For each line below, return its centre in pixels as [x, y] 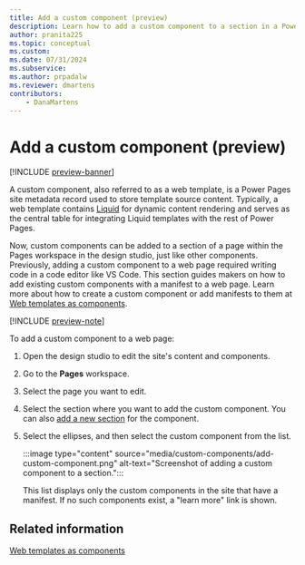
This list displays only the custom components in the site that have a [150, 491]
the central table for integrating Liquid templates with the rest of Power [142, 219]
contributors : [36, 93]
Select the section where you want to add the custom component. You [154, 409]
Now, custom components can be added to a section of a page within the [147, 246]
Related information [67, 528]
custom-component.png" [70, 463]
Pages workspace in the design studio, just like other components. [134, 256]
